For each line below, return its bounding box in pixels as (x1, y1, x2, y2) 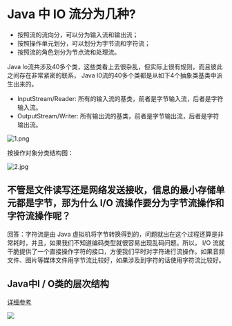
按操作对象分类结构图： (7, 148, 74, 156)
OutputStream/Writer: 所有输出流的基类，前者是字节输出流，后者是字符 (17, 111, 220, 120)
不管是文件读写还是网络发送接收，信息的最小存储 (7, 184, 216, 196)
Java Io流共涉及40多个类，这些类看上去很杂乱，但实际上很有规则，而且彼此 (7, 62, 223, 71)
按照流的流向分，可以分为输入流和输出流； (17, 30, 139, 39)
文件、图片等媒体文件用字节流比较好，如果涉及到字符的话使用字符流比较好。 (7, 255, 225, 264)
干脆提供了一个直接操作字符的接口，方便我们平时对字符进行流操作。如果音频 (7, 247, 225, 255)
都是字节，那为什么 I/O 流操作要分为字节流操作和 (16, 197, 224, 209)
